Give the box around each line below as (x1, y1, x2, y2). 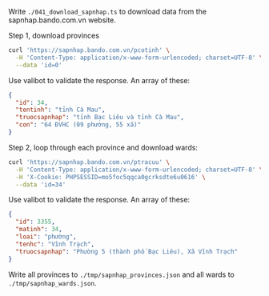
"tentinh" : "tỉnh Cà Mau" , (15, 106, 106, 114)
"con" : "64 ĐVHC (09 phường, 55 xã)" (15, 121, 142, 129)
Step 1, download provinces (8, 31, 100, 40)
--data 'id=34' (15, 180, 66, 189)
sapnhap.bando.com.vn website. (8, 15, 116, 25)
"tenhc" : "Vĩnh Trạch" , (15, 240, 94, 248)
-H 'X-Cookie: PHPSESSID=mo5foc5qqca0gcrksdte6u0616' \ (15, 173, 206, 181)
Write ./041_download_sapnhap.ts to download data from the (8, 7, 207, 16)
